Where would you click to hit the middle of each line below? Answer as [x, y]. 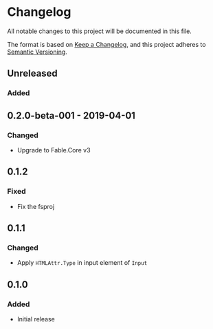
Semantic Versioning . [37, 52]
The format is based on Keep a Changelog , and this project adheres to [106, 44]
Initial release [36, 319]
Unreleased [33, 73]
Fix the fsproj [36, 206]
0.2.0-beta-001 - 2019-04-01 [71, 116]
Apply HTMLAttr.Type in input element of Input [82, 263]
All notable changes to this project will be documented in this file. [100, 31]
